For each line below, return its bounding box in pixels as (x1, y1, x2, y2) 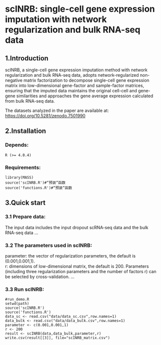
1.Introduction (5, 54, 49, 62)
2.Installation (5, 127, 46, 135)
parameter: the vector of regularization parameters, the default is (5, 253, 136, 259)
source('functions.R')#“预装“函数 (5, 185, 72, 190)
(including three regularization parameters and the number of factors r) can (5, 268, 157, 274)
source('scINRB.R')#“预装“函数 (5, 180, 66, 185)
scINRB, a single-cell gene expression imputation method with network (5, 67, 148, 73)
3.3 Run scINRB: (5, 286, 44, 293)
